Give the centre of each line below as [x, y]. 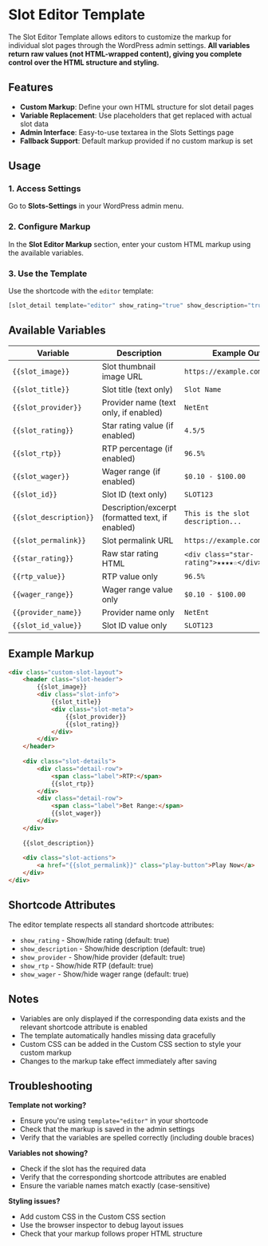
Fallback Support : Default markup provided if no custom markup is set [136, 141]
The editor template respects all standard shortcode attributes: [111, 925]
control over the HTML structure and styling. [84, 62]
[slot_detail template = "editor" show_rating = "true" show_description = [128, 306]
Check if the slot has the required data [83, 1168]
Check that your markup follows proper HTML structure [111, 1234]
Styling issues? [34, 1201]
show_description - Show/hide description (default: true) [112, 948]
